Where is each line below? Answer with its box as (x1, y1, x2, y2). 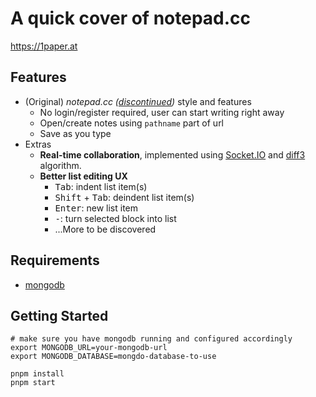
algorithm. (39, 159, 82, 171)
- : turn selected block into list (54, 212, 177, 224)
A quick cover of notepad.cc (10, 7, 252, 30)
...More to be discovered (54, 223, 157, 235)
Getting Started (10, 307, 109, 324)
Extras (24, 138, 52, 150)
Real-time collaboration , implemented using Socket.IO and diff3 (39, 148, 306, 161)
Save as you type (39, 127, 112, 139)
